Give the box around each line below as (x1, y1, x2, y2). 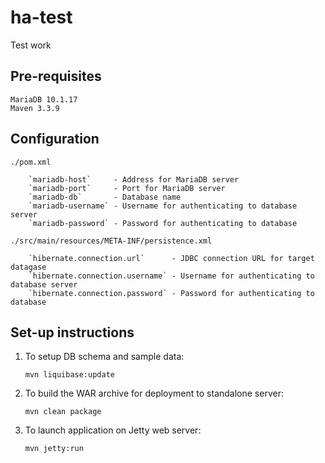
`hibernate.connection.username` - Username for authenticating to (28, 271, 315, 281)
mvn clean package (24, 407, 102, 417)
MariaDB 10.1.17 (10, 94, 78, 105)
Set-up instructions (10, 324, 135, 341)
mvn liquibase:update (24, 370, 115, 380)
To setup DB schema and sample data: (24, 351, 185, 363)
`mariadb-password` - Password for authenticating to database (28, 218, 298, 228)
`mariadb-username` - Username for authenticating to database (28, 201, 298, 211)
